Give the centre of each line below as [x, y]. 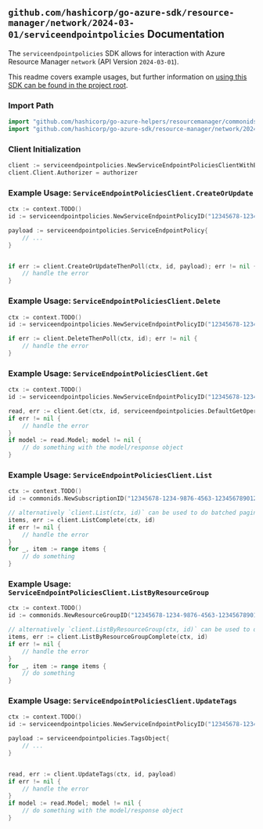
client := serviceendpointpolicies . [68, 166]
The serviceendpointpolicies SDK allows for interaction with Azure [117, 53]
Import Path [31, 105]
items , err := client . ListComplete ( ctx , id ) [82, 520]
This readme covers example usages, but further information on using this [128, 77]
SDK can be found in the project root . [68, 85]
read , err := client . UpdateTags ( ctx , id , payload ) [92, 774]
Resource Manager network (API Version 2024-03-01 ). [94, 61]
